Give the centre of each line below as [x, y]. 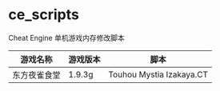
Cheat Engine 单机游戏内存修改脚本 [67, 38]
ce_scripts [44, 15]
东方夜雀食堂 [37, 75]
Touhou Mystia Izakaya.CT [158, 74]
